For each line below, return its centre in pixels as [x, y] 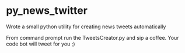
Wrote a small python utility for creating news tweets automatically [86, 26]
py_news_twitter [47, 11]
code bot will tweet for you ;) [41, 44]
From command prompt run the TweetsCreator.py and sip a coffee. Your [92, 37]
